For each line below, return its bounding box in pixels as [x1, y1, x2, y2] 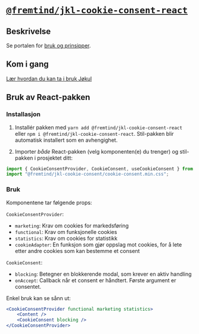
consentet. [14, 283, 42, 290]
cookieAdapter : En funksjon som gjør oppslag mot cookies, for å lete [14, 241, 182, 248]
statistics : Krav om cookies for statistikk [14, 235, 118, 242]
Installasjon [6, 110, 41, 118]
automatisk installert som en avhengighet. [14, 136, 118, 143]
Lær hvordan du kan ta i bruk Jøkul [6, 75, 92, 82]
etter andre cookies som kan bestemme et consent [14, 247, 140, 254]
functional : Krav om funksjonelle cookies [14, 228, 117, 235]
